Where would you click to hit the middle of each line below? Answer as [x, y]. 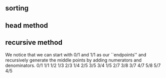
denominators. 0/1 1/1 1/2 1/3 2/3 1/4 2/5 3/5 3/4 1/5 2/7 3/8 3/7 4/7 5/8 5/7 [83, 65]
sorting [17, 8]
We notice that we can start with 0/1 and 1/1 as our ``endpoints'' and [76, 54]
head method [27, 25]
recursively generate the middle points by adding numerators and [73, 60]
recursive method [34, 43]
